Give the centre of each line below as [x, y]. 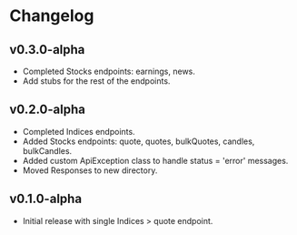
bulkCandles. [47, 150]
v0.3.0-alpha [47, 50]
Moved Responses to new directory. [90, 170]
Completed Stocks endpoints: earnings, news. [109, 71]
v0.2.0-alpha [48, 110]
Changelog [52, 16]
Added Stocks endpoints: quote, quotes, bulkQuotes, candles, [139, 141]
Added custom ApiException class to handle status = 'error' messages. [155, 160]
